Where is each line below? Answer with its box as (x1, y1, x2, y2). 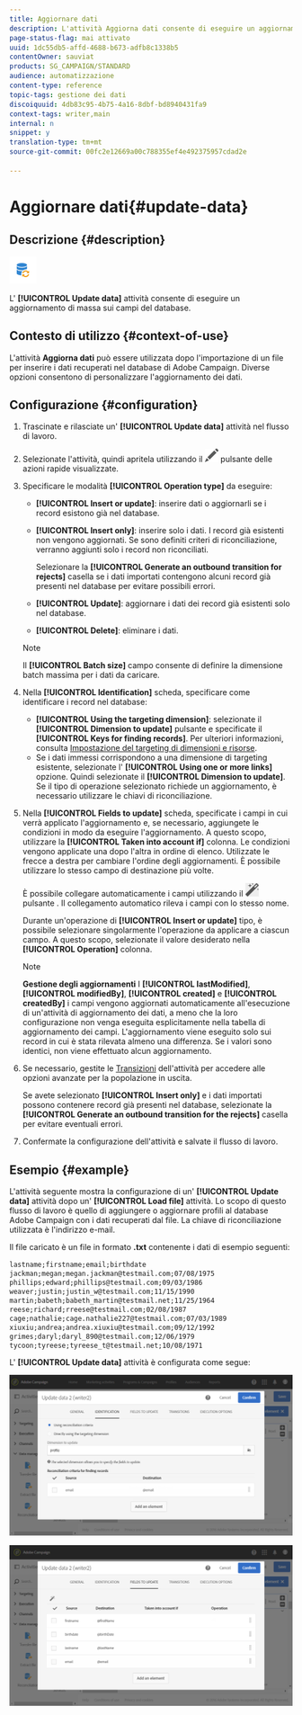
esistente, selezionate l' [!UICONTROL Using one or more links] (35, 762, 272, 773)
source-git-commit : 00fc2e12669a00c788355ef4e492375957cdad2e (9, 147, 247, 156)
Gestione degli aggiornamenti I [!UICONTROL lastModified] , (22, 978, 251, 989)
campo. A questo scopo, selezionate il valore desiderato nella (22, 934, 251, 945)
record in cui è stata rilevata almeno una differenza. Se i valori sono (22, 1036, 272, 1047)
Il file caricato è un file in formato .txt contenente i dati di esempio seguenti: (9, 1242, 290, 1253)
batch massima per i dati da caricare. (22, 670, 160, 681)
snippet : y (9, 129, 50, 138)
